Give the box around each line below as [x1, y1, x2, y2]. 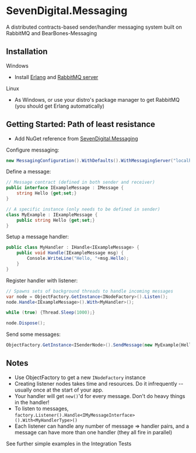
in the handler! [14, 399, 50, 406]
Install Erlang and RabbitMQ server [14, 73, 99, 80]
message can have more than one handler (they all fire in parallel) [14, 428, 173, 435]
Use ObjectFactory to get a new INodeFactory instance [14, 373, 146, 381]
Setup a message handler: [6, 233, 69, 241]
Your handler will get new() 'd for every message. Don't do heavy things [14, 392, 185, 399]
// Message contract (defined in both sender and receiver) [6, 180, 156, 186]
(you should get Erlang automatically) [14, 102, 105, 109]
